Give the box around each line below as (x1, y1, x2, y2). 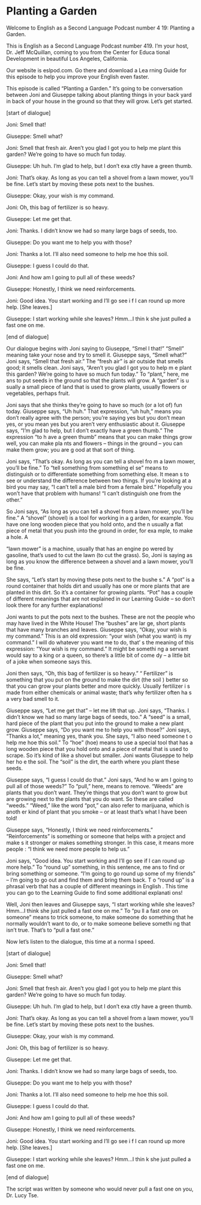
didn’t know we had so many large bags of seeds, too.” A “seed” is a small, (6, 713, 191, 720)
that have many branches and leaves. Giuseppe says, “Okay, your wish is (6, 626, 187, 633)
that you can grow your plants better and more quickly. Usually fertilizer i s (6, 682, 190, 690)
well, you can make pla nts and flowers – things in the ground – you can (6, 440, 183, 447)
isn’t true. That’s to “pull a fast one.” (6, 926, 95, 933)
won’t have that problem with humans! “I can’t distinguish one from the (6, 490, 181, 497)
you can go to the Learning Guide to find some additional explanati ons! (6, 889, 183, 896)
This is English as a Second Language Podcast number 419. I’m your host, (6, 42, 189, 49)
